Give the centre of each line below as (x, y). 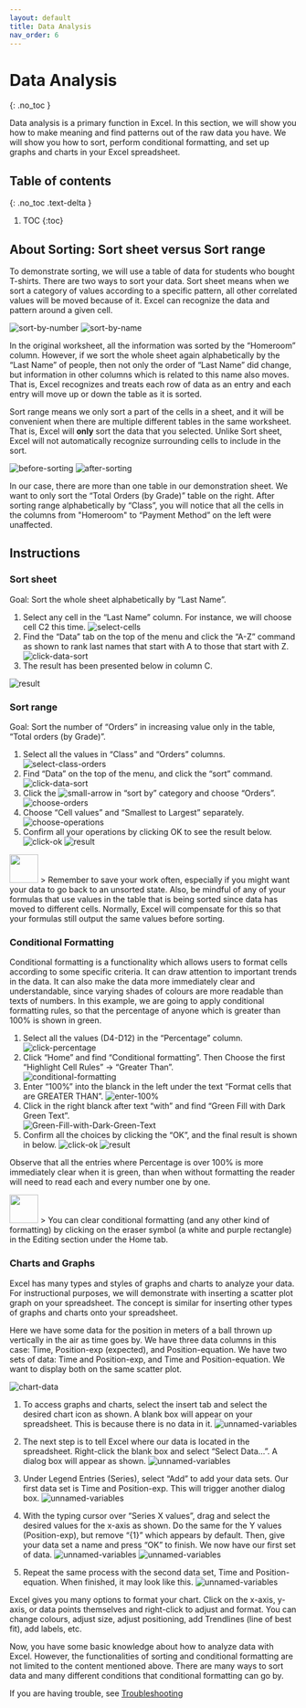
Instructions (45, 554)
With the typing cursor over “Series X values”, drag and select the (147, 1515)
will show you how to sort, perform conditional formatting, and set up (139, 142)
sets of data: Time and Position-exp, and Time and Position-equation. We (148, 1359)
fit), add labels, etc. (46, 1629)
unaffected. (31, 524)
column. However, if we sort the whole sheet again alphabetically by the (145, 355)
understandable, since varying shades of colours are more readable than (147, 991)
